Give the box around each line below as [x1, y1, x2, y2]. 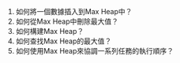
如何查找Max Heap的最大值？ [15, 36, 112, 46]
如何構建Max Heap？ [15, 27, 84, 35]
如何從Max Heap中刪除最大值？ [15, 17, 119, 26]
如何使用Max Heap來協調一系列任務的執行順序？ [15, 46, 174, 55]
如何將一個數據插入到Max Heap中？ [15, 7, 133, 16]
